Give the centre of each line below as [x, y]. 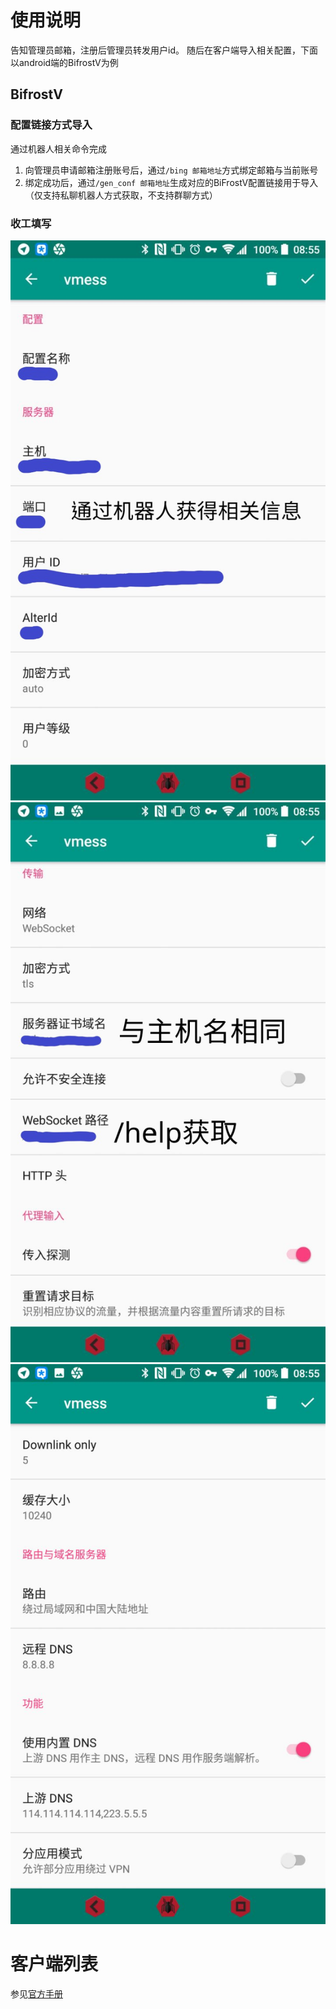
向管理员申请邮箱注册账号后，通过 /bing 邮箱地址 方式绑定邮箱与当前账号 [171, 170]
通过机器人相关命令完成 [58, 148]
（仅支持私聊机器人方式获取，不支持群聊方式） [121, 195]
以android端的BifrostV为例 [64, 62]
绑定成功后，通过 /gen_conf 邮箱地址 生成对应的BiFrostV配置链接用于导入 [171, 182]
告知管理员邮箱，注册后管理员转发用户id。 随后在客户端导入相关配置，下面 [164, 50]
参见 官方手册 [36, 1993]
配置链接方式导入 [51, 125]
